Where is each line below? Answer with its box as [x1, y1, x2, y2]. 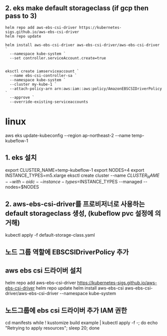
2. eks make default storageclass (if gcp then [5, 4, 149, 12]
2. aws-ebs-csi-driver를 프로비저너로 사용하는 [5, 200, 145, 208]
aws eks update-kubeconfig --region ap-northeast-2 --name [5, 132, 131, 138]
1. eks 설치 [5, 153, 37, 162]
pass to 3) [5, 12, 37, 20]
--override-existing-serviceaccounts [9, 99, 88, 104]
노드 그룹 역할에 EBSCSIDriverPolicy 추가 [5, 248, 129, 256]
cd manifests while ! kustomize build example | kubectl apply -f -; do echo [5, 320, 158, 326]
